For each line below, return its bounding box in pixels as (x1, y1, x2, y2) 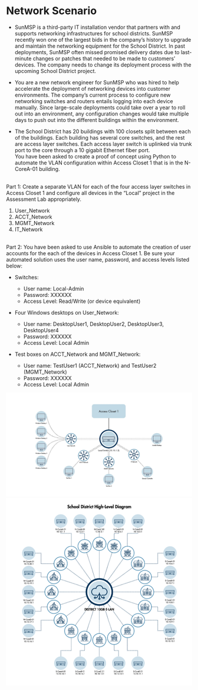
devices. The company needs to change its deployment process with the (14, 61, 192, 68)
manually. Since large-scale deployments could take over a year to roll (14, 104, 186, 111)
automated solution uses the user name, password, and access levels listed (6, 256, 190, 263)
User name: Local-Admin (23, 285, 84, 292)
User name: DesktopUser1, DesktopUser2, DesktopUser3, (23, 320, 164, 328)
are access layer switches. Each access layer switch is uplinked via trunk (14, 140, 192, 147)
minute (14, 55, 32, 62)
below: (6, 262, 22, 269)
